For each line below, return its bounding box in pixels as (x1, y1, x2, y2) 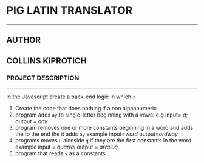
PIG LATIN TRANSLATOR (6, 4, 133, 18)
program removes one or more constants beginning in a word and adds (15, 124, 194, 132)
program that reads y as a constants (15, 150, 106, 157)
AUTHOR (6, 35, 41, 45)
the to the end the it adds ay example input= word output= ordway (15, 130, 178, 138)
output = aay (15, 118, 48, 125)
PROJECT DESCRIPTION (6, 74, 80, 82)
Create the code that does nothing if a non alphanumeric (15, 105, 157, 112)
